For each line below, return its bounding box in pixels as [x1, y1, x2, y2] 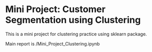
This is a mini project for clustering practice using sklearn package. [5, 31, 147, 37]
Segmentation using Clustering [5, 14, 141, 26]
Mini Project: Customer [5, 4, 106, 15]
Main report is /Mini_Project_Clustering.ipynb [5, 40, 100, 46]
